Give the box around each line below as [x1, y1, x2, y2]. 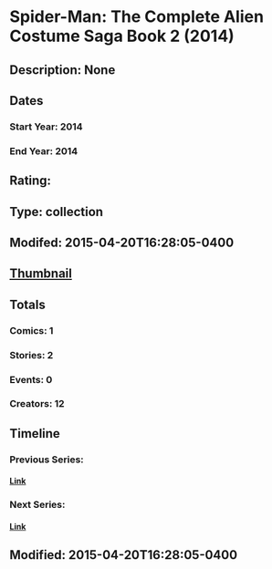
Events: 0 [9, 373, 53, 386]
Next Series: [9, 499, 66, 512]
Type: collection [9, 203, 103, 220]
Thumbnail [9, 266, 73, 282]
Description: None [9, 62, 116, 78]
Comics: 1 [9, 324, 54, 336]
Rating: [9, 173, 52, 189]
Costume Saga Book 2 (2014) [9, 26, 235, 47]
